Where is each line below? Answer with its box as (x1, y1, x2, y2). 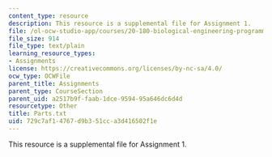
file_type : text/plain (8, 42, 85, 50)
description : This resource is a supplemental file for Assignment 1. (8, 19, 252, 28)
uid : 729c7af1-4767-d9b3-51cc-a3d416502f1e (8, 117, 158, 125)
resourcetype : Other (8, 102, 79, 110)
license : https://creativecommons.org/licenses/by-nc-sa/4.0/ (8, 65, 223, 73)
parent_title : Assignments (8, 79, 100, 87)
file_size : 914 (8, 34, 60, 43)
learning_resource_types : (8, 49, 96, 57)
